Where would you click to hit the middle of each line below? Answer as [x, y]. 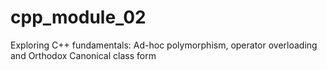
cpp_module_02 [78, 17]
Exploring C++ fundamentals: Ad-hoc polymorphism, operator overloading [164, 45]
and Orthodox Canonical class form [83, 55]
